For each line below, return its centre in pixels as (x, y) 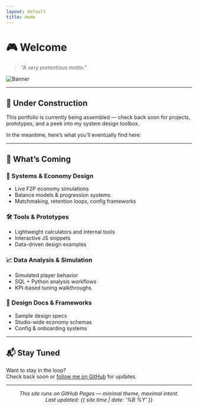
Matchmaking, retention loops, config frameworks (75, 201)
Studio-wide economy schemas (53, 322)
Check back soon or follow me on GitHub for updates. (72, 376)
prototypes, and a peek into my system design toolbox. (73, 124)
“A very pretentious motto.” (54, 68)
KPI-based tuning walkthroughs (53, 288)
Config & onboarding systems (51, 328)
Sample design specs (41, 315)
